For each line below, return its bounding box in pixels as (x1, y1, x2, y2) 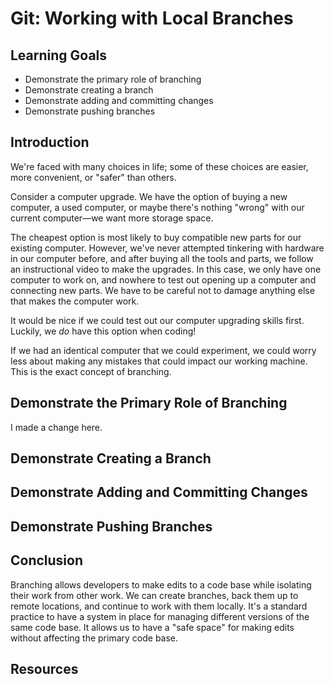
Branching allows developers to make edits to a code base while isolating (10, 578, 312, 591)
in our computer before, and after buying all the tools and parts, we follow (10, 252, 314, 264)
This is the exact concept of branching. (10, 365, 172, 377)
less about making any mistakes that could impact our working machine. (10, 355, 308, 367)
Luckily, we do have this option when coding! (10, 325, 197, 337)
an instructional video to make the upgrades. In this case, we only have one (10, 263, 322, 275)
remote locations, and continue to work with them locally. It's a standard (10, 600, 308, 612)
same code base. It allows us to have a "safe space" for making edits (10, 621, 295, 633)
